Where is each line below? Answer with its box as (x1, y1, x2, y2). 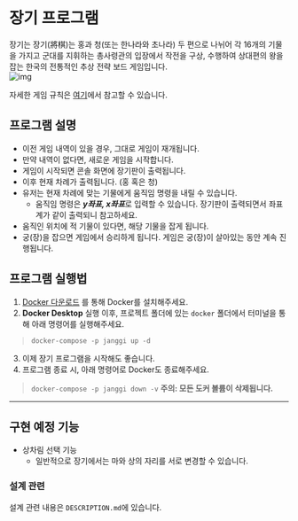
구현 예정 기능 (9, 419, 80, 434)
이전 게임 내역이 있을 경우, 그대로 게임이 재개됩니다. (21, 143, 200, 153)
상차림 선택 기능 (21, 445, 77, 455)
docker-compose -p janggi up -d (30, 336, 151, 346)
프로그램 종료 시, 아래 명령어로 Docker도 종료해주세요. (21, 364, 210, 375)
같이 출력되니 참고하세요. (51, 209, 137, 220)
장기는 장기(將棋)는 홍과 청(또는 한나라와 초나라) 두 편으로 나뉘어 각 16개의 (9, 39, 266, 50)
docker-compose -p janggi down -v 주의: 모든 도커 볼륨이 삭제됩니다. (30, 383, 273, 393)
